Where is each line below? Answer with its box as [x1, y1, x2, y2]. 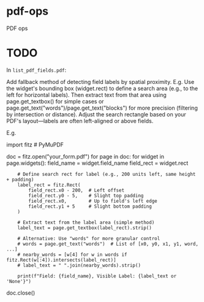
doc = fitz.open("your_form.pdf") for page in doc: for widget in [6, 153, 164, 160]
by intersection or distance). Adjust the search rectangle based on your [6, 110, 186, 118]
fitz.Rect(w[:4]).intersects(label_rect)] [6, 257, 116, 263]
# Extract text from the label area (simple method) [17, 219, 155, 225]
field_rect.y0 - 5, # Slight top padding [28, 192, 144, 198]
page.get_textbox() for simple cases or [6, 97, 104, 105]
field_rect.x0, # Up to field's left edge [28, 198, 157, 204]
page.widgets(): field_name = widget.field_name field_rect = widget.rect [6, 159, 189, 167]
